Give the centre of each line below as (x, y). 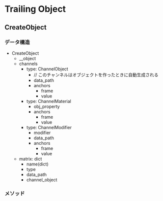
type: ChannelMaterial (49, 101)
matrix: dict (30, 159)
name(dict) (37, 164)
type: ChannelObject (47, 69)
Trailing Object (35, 9)
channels (28, 64)
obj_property (47, 106)
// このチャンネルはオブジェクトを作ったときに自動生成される (96, 74)
